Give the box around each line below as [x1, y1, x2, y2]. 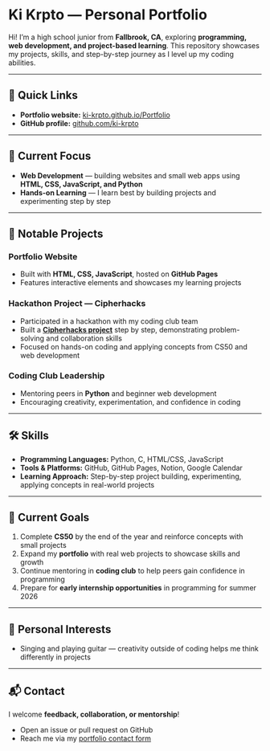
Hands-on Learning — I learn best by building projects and [19, 187, 217, 198]
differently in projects [19, 652, 91, 662]
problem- [208, 324, 240, 334]
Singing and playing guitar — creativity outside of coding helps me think [19, 644, 260, 654]
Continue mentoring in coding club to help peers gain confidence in [19, 566, 245, 576]
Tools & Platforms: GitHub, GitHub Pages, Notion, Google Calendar [19, 463, 243, 472]
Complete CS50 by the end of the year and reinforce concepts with [19, 532, 243, 541]
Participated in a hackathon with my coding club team [19, 316, 198, 326]
